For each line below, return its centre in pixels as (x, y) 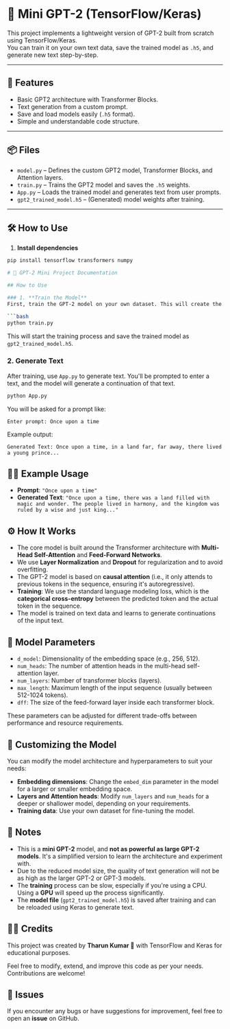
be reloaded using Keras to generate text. (76, 907)
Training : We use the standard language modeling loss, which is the (113, 591)
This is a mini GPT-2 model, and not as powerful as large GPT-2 (108, 849)
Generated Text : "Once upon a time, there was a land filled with (113, 497)
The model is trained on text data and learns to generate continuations (116, 613)
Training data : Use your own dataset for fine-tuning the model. (106, 811)
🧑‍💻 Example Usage (48, 474)
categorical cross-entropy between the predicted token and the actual (117, 599)
